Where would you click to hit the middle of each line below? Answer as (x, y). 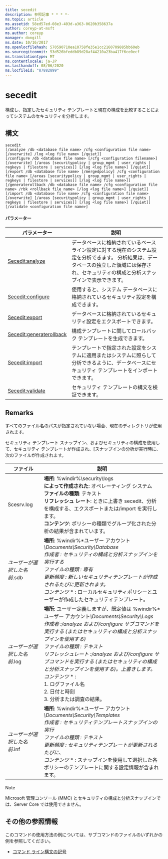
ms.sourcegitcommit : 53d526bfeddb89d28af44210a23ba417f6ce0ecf (72, 52)
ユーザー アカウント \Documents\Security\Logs (98, 616)
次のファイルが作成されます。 (36, 455)
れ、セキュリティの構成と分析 (106, 272)
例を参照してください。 (29, 841)
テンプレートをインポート (127, 370)
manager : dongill (23, 38)
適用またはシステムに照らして (121, 355)
